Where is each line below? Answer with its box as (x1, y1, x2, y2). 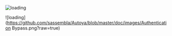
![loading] (5, 14, 26, 20)
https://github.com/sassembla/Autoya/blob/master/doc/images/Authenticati (7, 20, 167, 25)
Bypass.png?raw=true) (12, 25, 60, 31)
